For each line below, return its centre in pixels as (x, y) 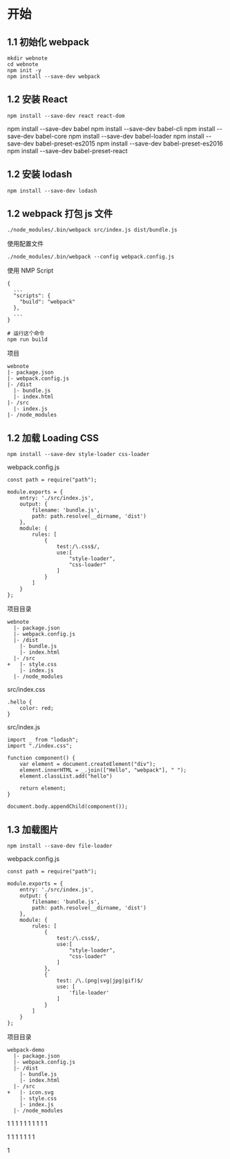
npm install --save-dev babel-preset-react (67, 150)
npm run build (28, 340)
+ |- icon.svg (30, 1092)
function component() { (41, 758)
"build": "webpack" (48, 302)
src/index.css (27, 690)
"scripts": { (32, 296)
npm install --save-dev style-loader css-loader (78, 455)
